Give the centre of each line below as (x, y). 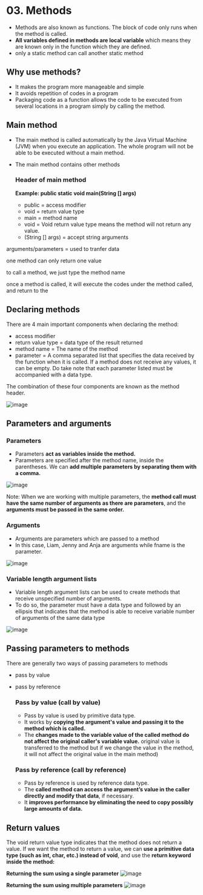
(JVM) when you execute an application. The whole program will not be (104, 146)
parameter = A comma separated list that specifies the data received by (105, 355)
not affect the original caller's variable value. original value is (102, 741)
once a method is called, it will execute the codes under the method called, (100, 284)
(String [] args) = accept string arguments (76, 237)
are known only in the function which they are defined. (83, 47)
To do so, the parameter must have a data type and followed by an (98, 605)
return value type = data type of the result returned (79, 342)
